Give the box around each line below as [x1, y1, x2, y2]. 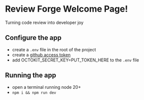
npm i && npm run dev [12, 90, 56, 95]
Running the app [5, 71, 56, 80]
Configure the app [5, 34, 62, 42]
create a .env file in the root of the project [12, 46, 96, 52]
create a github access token [12, 52, 71, 58]
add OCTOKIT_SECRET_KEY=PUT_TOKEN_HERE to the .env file [12, 57, 139, 63]
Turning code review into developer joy [5, 20, 84, 25]
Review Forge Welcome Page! [5, 3, 128, 15]
